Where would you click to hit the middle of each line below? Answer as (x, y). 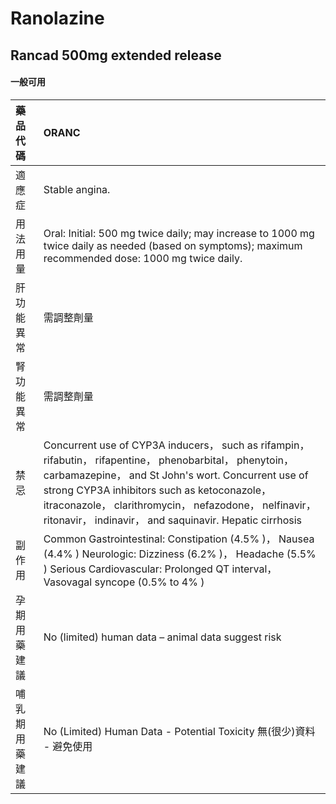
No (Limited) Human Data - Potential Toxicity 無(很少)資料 (179, 731)
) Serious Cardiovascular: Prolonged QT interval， (160, 569)
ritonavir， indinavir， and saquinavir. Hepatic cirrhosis (173, 520)
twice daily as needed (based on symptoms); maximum (173, 245)
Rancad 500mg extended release (116, 55)
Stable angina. (77, 189)
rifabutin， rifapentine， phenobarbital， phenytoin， (168, 460)
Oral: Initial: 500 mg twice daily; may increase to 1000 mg (179, 233)
